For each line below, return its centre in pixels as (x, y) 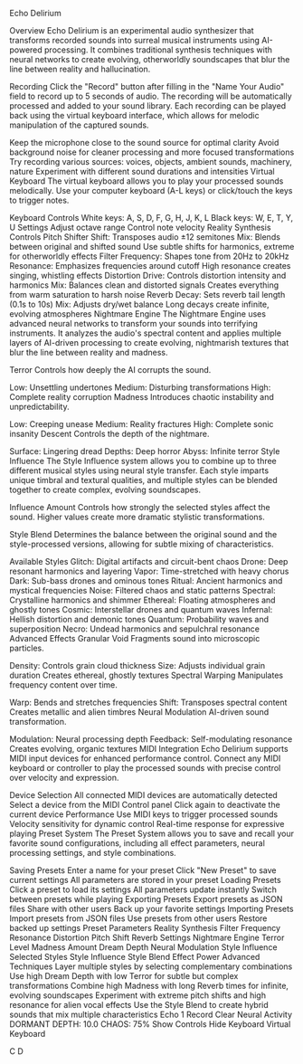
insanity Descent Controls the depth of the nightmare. (109, 434)
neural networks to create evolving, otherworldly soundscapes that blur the (150, 59)
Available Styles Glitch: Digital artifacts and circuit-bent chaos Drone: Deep (149, 561)
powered (26, 50)
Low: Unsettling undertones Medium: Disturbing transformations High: (140, 387)
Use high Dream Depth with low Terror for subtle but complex (124, 976)
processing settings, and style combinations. (93, 853)
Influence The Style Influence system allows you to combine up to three (143, 461)
